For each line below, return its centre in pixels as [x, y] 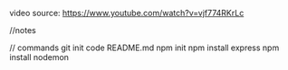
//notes [23, 30]
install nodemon [39, 57]
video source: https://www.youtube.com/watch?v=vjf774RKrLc [127, 13]
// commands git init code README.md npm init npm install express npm [144, 48]
